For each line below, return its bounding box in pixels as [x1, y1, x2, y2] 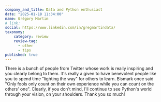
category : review [14, 34, 49, 39]
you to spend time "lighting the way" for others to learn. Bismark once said [5, 76, 154, 82]
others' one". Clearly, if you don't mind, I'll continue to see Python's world [5, 86, 152, 92]
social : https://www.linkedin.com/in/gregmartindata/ [5, 25, 116, 30]
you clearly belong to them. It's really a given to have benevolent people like [5, 71, 157, 77]
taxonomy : [5, 30, 25, 34]
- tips [17, 48, 31, 52]
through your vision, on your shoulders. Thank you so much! [5, 91, 125, 97]
